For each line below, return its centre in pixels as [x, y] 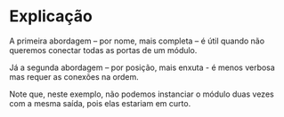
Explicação [51, 16]
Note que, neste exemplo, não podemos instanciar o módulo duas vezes [142, 94]
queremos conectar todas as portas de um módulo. [103, 50]
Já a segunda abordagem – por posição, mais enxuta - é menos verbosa [142, 67]
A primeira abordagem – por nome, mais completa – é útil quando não [137, 41]
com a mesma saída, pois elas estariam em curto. [100, 103]
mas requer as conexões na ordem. [74, 76]
